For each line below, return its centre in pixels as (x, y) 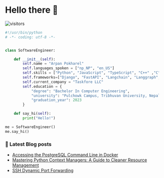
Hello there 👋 (32, 10)
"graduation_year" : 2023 (56, 100)
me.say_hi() (17, 131)
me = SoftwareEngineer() (30, 127)
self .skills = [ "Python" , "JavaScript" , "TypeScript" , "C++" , (88, 73)
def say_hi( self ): (32, 114)
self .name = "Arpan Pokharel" (53, 64)
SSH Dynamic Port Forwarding (43, 170)
